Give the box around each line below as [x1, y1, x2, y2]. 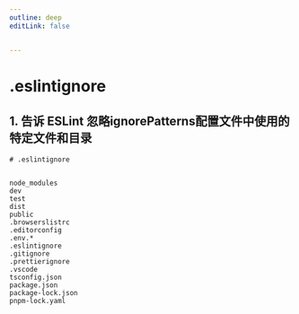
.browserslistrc [9, 217, 70, 227]
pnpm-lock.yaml [9, 296, 66, 305]
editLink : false [9, 22, 70, 31]
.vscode [9, 265, 39, 274]
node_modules [9, 179, 58, 188]
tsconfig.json [9, 273, 63, 282]
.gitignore [9, 249, 50, 258]
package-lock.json [9, 288, 78, 297]
